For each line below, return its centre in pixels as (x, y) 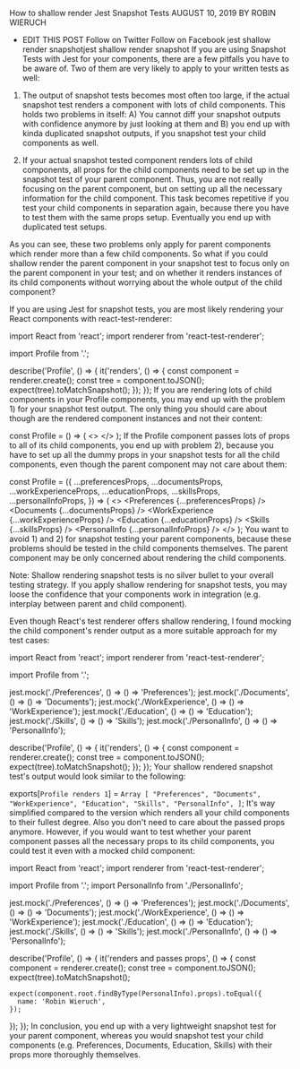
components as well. (60, 143)
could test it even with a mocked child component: (102, 851)
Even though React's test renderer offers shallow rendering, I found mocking (150, 621)
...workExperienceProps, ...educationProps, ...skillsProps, (115, 491)
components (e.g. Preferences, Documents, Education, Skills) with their (141, 1045)
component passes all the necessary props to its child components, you (142, 841)
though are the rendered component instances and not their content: (136, 418)
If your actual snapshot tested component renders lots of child (137, 160)
